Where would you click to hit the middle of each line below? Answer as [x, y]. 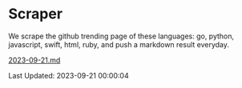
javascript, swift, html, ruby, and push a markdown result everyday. [119, 44]
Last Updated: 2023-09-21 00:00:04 [69, 75]
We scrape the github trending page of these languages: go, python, [121, 36]
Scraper [35, 14]
